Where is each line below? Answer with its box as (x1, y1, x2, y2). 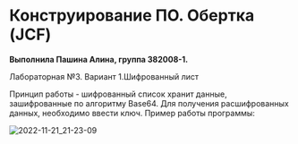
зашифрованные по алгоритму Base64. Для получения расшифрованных (9, 97, 289, 108)
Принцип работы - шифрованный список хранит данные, (9, 89, 228, 99)
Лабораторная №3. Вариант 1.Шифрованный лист (9, 71, 200, 81)
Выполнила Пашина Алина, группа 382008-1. (9, 54, 189, 64)
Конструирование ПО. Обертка (9, 5, 255, 26)
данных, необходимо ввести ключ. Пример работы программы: (9, 107, 255, 118)
